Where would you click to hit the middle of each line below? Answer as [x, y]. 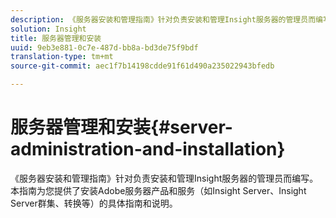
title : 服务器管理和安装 [56, 38]
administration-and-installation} [148, 149]
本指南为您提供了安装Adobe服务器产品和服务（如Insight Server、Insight [158, 190]
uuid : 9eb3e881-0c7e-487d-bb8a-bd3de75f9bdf [104, 47]
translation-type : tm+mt [62, 57]
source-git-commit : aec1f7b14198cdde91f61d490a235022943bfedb [142, 66]
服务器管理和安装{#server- [121, 127]
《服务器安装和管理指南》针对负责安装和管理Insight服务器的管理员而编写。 [164, 178]
